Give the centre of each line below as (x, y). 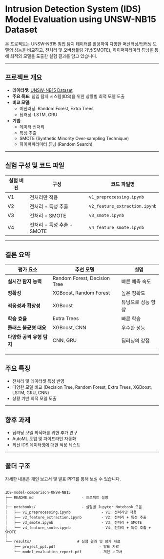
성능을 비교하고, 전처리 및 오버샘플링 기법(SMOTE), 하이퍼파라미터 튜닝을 (84, 50)
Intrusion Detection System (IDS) (73, 9)
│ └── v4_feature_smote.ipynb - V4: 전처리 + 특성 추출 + (78, 528)
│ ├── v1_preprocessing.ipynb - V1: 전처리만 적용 (71, 512)
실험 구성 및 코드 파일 (35, 166)
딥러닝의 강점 (135, 341)
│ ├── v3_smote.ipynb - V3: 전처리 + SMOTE (74, 522)
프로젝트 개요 (24, 77)
